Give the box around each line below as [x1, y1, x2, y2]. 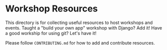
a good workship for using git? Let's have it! [5, 30, 97, 36]
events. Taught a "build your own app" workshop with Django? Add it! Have [5, 24, 162, 30]
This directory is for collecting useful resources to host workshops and [5, 19, 153, 25]
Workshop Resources [5, 3, 98, 14]
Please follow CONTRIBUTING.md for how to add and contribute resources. [5, 39, 155, 45]
